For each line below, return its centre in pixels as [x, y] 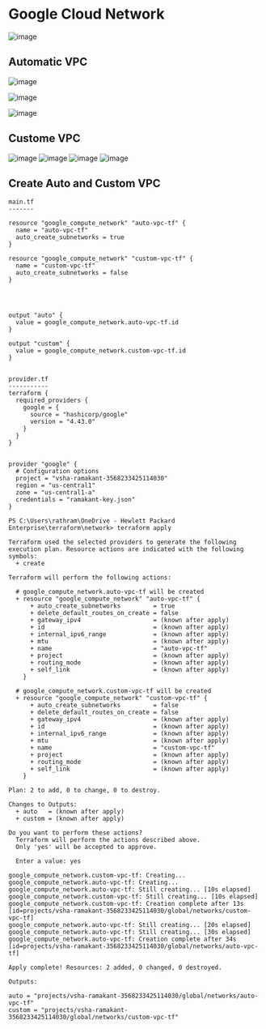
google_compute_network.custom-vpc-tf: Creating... [97, 876]
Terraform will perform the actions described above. [108, 840]
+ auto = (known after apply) [70, 812]
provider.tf [28, 379]
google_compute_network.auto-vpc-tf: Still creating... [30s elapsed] [130, 933]
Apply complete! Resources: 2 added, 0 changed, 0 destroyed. [115, 968]
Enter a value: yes [49, 861]
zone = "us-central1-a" [55, 493]
